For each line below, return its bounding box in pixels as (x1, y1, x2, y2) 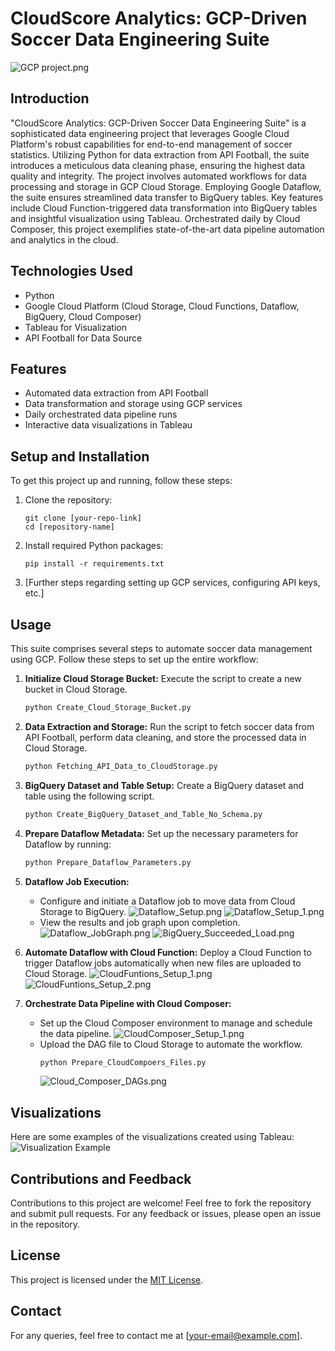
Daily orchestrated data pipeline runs (24, 408, 178, 421)
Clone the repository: (24, 494, 113, 506)
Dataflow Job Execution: (24, 875, 130, 887)
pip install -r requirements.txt (24, 559, 165, 569)
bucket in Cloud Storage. (24, 683, 128, 695)
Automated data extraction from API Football (24, 387, 209, 399)
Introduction (10, 90, 90, 107)
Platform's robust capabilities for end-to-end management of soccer (10, 138, 293, 150)
